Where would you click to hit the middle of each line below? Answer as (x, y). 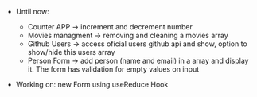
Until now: (32, 12)
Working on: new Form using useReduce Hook (92, 84)
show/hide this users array (71, 52)
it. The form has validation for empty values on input (113, 69)
